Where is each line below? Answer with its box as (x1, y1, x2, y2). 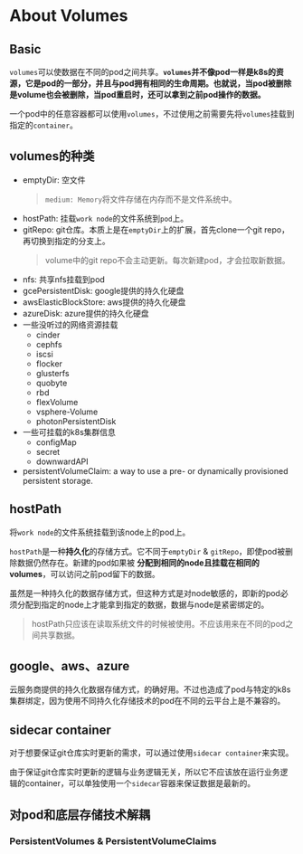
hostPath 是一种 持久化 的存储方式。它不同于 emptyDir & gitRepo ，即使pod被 (9, 546, 286, 556)
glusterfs (35, 367, 70, 378)
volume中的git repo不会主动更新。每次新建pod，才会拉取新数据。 (44, 254, 290, 265)
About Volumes (9, 5, 128, 26)
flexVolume (35, 396, 79, 407)
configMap (35, 436, 77, 448)
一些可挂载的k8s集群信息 (22, 426, 116, 437)
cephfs (35, 338, 62, 349)
